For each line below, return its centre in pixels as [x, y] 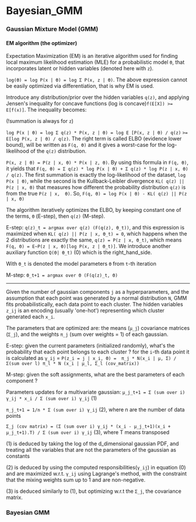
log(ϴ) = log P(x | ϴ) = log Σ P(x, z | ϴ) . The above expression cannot [97, 80]
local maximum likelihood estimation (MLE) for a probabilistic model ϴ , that [95, 62]
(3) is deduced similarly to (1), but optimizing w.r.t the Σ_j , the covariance [94, 491]
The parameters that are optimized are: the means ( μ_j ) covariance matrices [98, 328]
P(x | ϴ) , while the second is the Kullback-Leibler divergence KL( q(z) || [95, 181]
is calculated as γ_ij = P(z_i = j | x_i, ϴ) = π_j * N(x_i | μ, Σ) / [91, 358]
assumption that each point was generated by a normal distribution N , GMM [97, 298]
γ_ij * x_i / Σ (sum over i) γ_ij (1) [52, 399]
